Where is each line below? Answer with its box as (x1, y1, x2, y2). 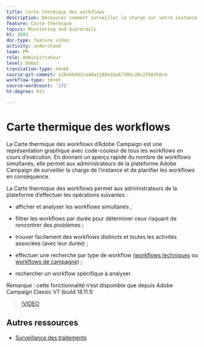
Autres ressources (6, 318, 79, 328)
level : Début (6, 60, 40, 66)
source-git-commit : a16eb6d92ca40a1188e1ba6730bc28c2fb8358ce (6, 71, 167, 78)
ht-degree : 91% (6, 89, 45, 95)
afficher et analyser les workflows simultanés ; (15, 203, 132, 210)
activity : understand (6, 43, 62, 49)
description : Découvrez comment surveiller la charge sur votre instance (6, 15, 198, 21)
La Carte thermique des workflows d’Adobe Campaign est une (6, 140, 163, 147)
